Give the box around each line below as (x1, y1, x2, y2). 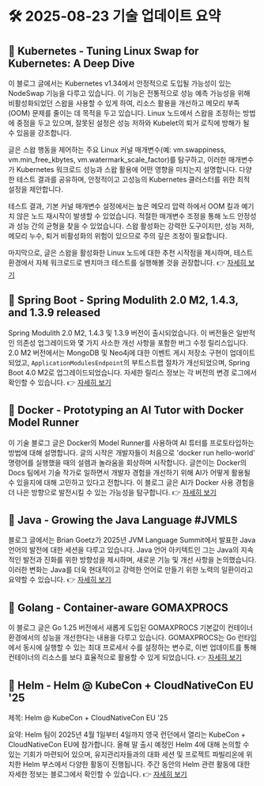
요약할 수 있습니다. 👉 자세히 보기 (8, 575, 112, 585)
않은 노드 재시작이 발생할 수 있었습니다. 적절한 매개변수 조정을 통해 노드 (16, 212, 236, 220)
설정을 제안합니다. (8, 185, 64, 194)
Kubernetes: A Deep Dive (8, 56, 135, 70)
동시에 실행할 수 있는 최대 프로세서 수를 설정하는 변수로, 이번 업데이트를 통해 (22, 643, 257, 652)
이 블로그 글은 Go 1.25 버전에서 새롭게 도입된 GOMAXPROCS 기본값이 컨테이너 (8, 623, 253, 632)
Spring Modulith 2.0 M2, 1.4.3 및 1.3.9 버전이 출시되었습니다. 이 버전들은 (8, 328, 235, 338)
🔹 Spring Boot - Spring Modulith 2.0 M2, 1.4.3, (8, 294, 239, 307)
